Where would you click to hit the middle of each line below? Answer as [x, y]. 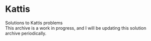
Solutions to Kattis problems [34, 23]
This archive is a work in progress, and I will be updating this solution [76, 28]
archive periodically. [26, 33]
